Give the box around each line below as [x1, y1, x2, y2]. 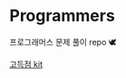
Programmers [9, 5, 115, 26]
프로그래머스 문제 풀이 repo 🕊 [9, 36, 117, 47]
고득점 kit [9, 58, 44, 69]
